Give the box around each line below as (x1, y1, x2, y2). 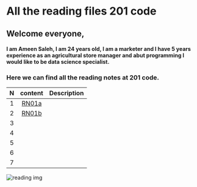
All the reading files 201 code (6, 4, 157, 18)
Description (49, 89, 84, 98)
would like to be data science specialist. (6, 58, 110, 66)
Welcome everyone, (6, 29, 85, 39)
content (20, 89, 44, 98)
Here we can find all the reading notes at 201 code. (6, 73, 160, 82)
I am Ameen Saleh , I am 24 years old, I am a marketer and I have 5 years (6, 46, 191, 53)
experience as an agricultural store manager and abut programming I (6, 52, 185, 59)
